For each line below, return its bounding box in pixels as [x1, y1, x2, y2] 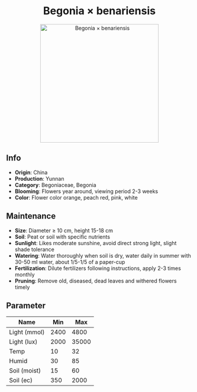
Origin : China [14, 169, 48, 176]
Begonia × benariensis [43, 4, 156, 18]
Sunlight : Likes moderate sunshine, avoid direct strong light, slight [14, 239, 177, 246]
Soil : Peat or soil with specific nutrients [14, 233, 111, 240]
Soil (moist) [9, 367, 41, 375]
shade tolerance [14, 246, 54, 253]
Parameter [6, 300, 46, 310]
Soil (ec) [9, 376, 33, 384]
